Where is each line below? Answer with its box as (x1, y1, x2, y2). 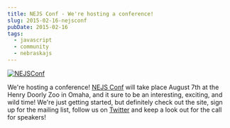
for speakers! (7, 112, 46, 121)
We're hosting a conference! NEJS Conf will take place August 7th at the (7, 83, 219, 91)
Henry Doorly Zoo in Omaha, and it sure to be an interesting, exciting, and (7, 90, 223, 99)
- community (13, 43, 50, 50)
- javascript (13, 37, 53, 44)
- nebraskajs (13, 50, 53, 57)
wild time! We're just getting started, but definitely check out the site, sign (7, 98, 224, 106)
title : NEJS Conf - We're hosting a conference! (7, 10, 154, 18)
